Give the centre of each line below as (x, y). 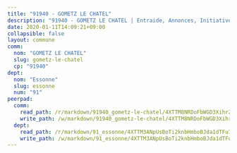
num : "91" (28, 92)
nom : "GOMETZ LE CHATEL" (50, 54)
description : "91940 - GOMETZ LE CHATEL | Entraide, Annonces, (102, 20)
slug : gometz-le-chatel (48, 60)
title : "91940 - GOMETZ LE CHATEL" (60, 14)
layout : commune (31, 40)
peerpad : (20, 99)
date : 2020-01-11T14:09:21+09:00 (56, 27)
